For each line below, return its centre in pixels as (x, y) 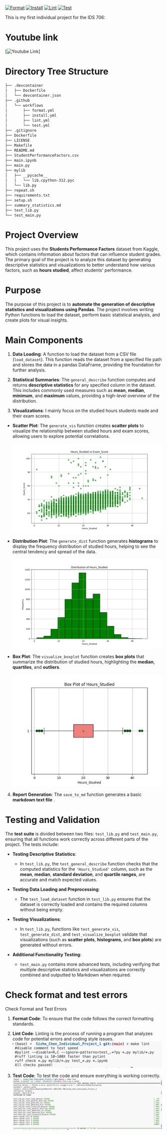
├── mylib (15, 170)
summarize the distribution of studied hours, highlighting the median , (83, 662)
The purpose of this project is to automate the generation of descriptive (80, 304)
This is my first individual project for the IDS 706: (55, 17)
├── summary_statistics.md (33, 205)
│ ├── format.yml (30, 110)
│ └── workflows (24, 105)
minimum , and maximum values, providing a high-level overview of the (86, 395)
